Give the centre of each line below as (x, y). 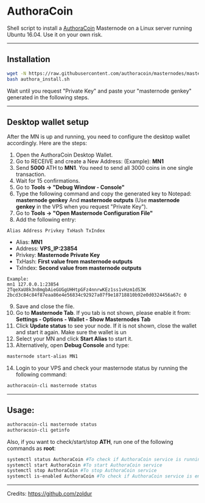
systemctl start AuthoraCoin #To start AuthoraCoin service (85, 465)
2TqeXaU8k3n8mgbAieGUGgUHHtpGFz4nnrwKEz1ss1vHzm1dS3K (77, 290)
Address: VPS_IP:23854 (47, 248)
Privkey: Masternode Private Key (58, 255)
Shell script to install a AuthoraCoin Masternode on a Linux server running (99, 28)
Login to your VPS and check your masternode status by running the (102, 368)
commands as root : (31, 448)
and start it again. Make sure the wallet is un (71, 332)
